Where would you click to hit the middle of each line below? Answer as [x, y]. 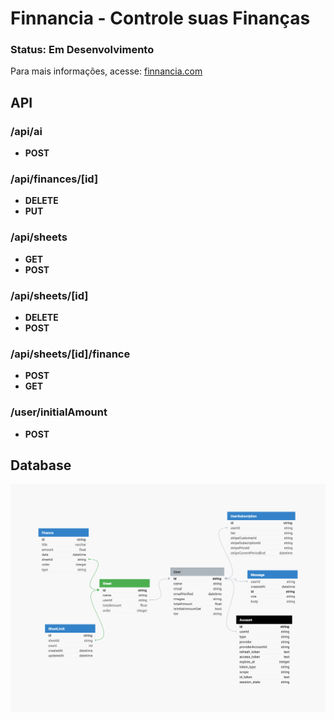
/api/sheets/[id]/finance [70, 354]
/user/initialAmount [59, 412]
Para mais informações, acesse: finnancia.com [106, 71]
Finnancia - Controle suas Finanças [160, 18]
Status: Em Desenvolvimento [82, 50]
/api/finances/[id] [54, 179]
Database [41, 465]
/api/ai [26, 131]
